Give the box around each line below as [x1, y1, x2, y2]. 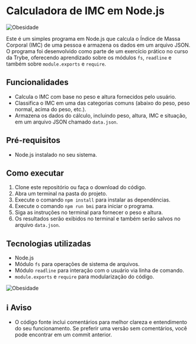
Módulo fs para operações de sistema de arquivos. [14, 261, 140, 268]
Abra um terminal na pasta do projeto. [14, 190, 108, 197]
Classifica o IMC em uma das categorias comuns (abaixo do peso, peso [14, 99, 190, 106]
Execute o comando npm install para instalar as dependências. [14, 196, 171, 203]
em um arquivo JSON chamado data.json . [14, 118, 118, 125]
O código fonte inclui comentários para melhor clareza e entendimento [14, 319, 188, 326]
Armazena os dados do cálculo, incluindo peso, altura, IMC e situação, [14, 112, 187, 119]
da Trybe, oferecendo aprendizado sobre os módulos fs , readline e [6, 54, 172, 61]
